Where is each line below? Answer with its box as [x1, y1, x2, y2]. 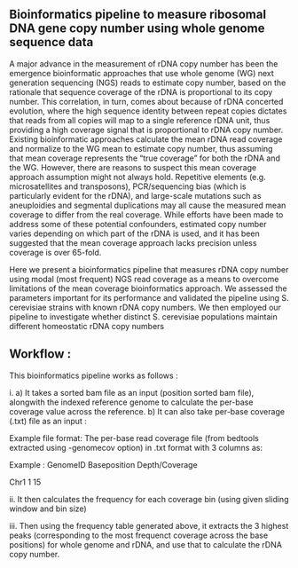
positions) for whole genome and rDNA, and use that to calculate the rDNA [9, 539, 282, 549]
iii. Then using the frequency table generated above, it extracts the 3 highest [9, 520, 289, 531]
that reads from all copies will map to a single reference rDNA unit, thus [9, 114, 271, 125]
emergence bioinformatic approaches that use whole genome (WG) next [9, 67, 275, 78]
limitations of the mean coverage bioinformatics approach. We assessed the [9, 283, 287, 294]
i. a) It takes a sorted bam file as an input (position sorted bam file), [9, 387, 255, 398]
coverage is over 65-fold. [9, 247, 102, 257]
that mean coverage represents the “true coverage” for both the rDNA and [9, 153, 281, 163]
